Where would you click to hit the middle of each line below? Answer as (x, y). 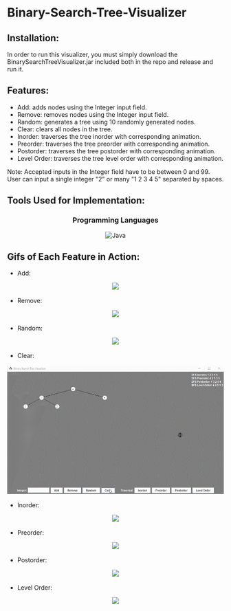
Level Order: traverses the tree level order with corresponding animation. (120, 158)
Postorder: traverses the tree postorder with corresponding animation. (117, 151)
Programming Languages (115, 220)
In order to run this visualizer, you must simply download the (92, 54)
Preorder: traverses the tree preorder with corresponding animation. (113, 144)
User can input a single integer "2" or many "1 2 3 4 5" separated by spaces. (115, 179)
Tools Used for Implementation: (76, 201)
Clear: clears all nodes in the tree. (65, 129)
